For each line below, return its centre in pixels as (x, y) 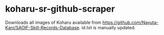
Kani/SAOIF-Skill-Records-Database (42, 27)
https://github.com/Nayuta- (131, 22)
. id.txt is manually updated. (107, 27)
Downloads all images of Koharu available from (53, 22)
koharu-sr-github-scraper (60, 9)
